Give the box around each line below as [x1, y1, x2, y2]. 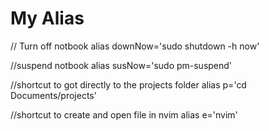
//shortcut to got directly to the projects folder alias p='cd [10, 78, 247, 91]
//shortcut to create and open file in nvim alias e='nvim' [10, 108, 238, 121]
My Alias [10, 7, 85, 30]
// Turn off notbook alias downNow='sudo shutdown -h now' [10, 40, 260, 52]
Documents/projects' [10, 89, 97, 101]
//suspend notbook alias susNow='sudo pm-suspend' [10, 59, 233, 71]
